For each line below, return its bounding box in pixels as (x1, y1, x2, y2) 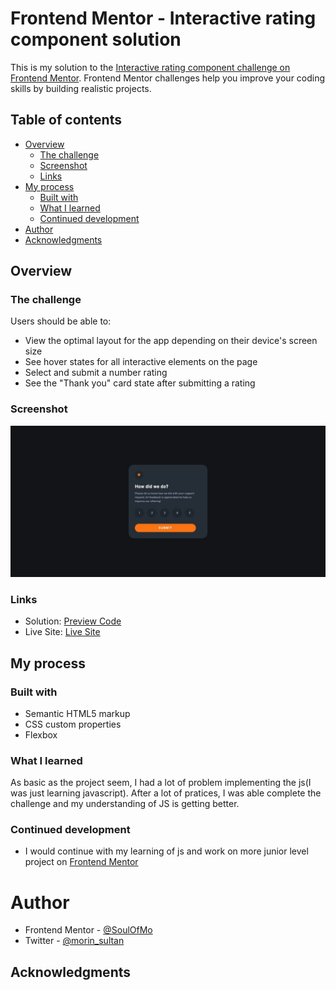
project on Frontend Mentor (24, 856, 139, 868)
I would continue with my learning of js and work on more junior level (24, 845, 309, 857)
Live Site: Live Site (24, 626, 101, 638)
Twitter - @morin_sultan (24, 935, 125, 947)
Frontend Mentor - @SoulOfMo (24, 924, 153, 936)
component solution (10, 28, 182, 51)
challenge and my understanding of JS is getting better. (10, 798, 240, 810)
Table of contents (10, 112, 122, 129)
